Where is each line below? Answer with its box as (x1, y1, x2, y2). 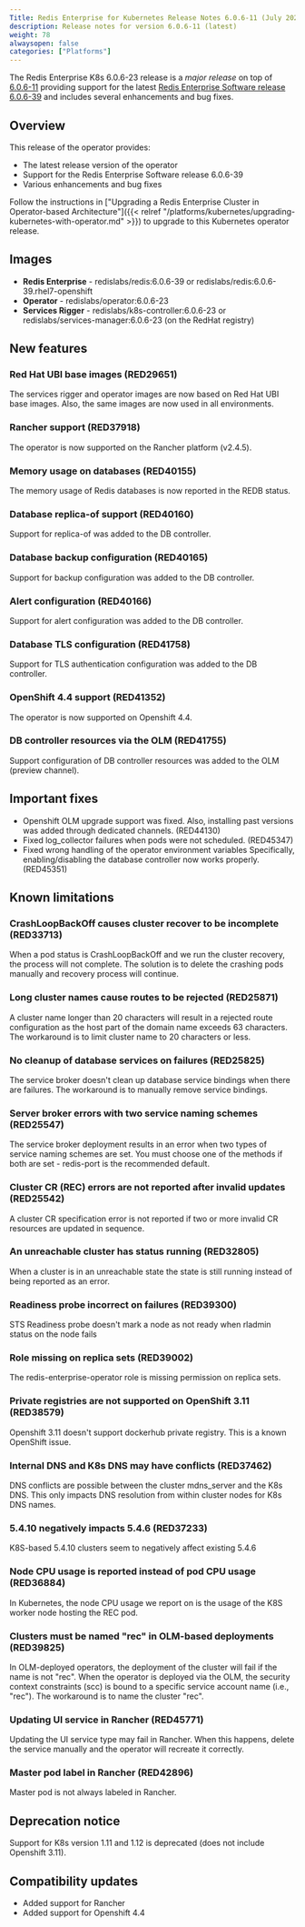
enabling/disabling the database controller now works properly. (22, 854, 261, 865)
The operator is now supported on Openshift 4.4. (9, 711, 192, 723)
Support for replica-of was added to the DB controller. (9, 528, 212, 539)
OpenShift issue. (9, 1436, 72, 1447)
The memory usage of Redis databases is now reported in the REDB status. (9, 486, 290, 497)
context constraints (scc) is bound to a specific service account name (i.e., (9, 1681, 290, 1691)
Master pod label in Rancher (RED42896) (9, 1766, 193, 1779)
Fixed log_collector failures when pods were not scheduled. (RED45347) (22, 834, 294, 846)
